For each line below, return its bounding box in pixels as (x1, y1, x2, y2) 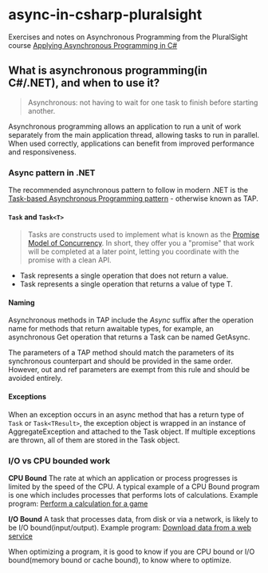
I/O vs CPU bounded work (8, 455, 110, 466)
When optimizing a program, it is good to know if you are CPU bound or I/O (8, 547, 255, 556)
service (8, 531, 33, 541)
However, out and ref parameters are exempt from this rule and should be (8, 365, 250, 375)
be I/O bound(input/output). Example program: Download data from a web (8, 523, 252, 532)
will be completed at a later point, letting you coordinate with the (27, 246, 239, 257)
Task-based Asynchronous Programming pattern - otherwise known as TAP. (8, 194, 259, 203)
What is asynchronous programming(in (8, 64, 207, 78)
